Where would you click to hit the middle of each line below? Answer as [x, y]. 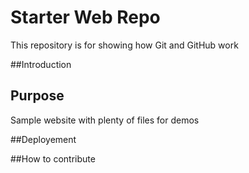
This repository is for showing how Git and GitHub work [124, 45]
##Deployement [43, 139]
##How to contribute [53, 158]
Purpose [37, 96]
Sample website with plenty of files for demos [105, 120]
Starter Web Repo [85, 17]
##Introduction [41, 64]
